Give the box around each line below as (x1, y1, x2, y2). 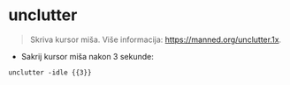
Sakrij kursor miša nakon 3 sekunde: (20, 51, 154, 61)
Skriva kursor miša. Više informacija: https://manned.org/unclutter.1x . (29, 34, 282, 45)
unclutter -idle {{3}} (8, 67, 92, 77)
